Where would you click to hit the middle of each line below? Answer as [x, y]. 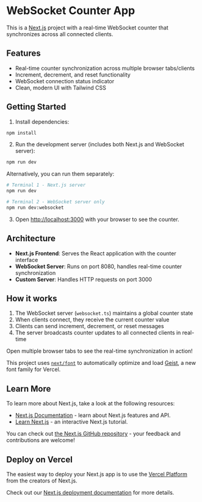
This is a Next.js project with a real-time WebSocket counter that [88, 28]
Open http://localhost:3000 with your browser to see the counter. [97, 219]
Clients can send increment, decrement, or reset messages [89, 326]
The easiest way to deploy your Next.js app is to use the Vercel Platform [97, 474]
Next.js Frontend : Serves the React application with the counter [96, 253]
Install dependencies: [42, 122]
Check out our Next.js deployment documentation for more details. [90, 493]
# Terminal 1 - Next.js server [46, 185]
